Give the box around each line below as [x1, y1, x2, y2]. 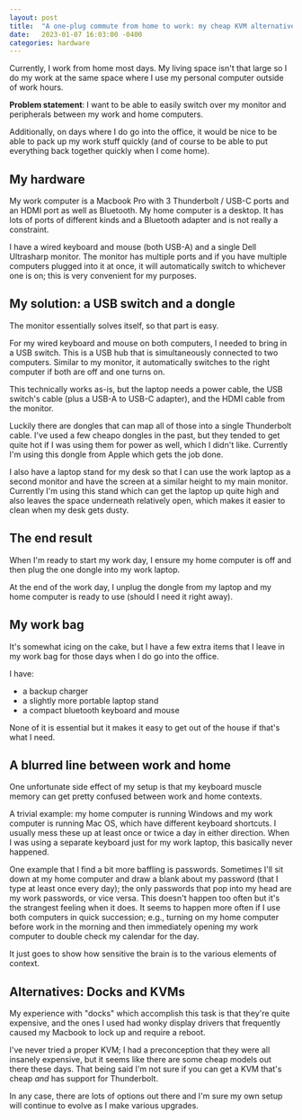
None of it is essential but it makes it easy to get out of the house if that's [9, 721, 280, 733]
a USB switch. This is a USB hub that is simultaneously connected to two [9, 347, 279, 358]
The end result [9, 531, 93, 546]
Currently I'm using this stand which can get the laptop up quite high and [9, 485, 280, 496]
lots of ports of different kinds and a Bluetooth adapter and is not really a [9, 215, 279, 226]
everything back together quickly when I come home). [9, 146, 210, 157]
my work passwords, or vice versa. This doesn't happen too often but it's [9, 892, 280, 904]
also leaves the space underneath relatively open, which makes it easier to [9, 495, 286, 506]
